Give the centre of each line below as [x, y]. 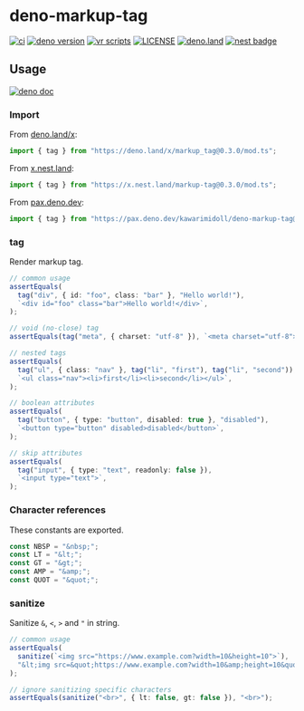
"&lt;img [34, 665]
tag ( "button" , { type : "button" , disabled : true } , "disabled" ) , [143, 420]
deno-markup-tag [79, 16]
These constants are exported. [66, 530]
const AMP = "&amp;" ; [50, 572]
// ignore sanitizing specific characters [90, 689]
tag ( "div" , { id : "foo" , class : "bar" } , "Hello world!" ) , [131, 295]
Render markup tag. [47, 261]
